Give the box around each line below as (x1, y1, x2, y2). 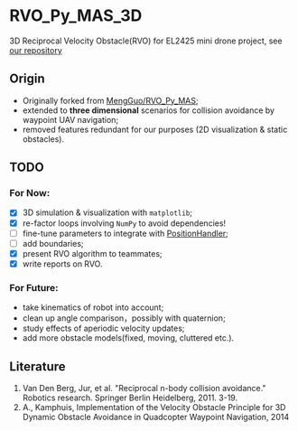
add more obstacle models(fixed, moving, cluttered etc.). (22, 333, 235, 343)
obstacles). (22, 133, 65, 145)
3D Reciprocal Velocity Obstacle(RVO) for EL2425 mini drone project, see (9, 35, 283, 46)
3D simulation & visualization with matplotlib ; (22, 207, 192, 218)
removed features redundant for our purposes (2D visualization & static (22, 124, 288, 135)
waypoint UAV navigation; (22, 114, 119, 125)
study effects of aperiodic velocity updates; (22, 323, 185, 334)
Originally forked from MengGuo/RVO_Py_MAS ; (22, 95, 199, 106)
